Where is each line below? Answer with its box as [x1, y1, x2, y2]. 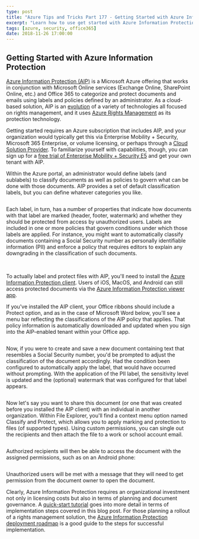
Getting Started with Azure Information [6, 53, 153, 63]
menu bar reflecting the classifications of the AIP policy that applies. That [6, 315, 185, 323]
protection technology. [6, 115, 62, 122]
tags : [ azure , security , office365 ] [6, 25, 97, 31]
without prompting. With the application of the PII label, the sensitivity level [6, 370, 188, 377]
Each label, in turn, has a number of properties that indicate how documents [6, 205, 192, 212]
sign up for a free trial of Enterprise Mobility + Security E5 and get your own [6, 152, 191, 159]
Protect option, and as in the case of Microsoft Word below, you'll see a [6, 309, 181, 316]
